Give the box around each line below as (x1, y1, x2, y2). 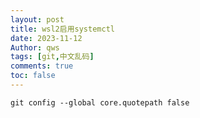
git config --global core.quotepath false (10, 97, 190, 108)
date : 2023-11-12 (10, 33, 83, 43)
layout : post (10, 14, 65, 25)
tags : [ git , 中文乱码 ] (10, 52, 95, 62)
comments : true (10, 61, 74, 71)
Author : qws (10, 42, 60, 53)
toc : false (10, 71, 56, 81)
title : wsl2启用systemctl (10, 24, 115, 34)
